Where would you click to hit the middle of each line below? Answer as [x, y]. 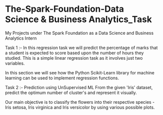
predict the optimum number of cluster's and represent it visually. [71, 92]
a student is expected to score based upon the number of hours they [74, 53]
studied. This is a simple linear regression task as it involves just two [74, 58]
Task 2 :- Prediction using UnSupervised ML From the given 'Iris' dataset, [79, 87]
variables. [15, 63]
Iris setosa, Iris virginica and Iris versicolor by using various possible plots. [80, 107]
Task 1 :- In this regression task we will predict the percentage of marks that [81, 47]
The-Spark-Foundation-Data [65, 9]
